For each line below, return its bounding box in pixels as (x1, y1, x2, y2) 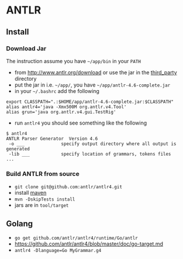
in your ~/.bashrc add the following (14, 87, 99, 94)
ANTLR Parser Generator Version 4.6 (6, 136, 98, 141)
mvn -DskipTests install (14, 196, 75, 202)
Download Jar (6, 44, 47, 53)
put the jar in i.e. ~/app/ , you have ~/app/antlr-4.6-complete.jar (14, 81, 171, 88)
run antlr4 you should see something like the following (14, 119, 147, 126)
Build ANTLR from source (6, 170, 80, 178)
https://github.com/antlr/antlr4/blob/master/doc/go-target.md (14, 240, 164, 247)
